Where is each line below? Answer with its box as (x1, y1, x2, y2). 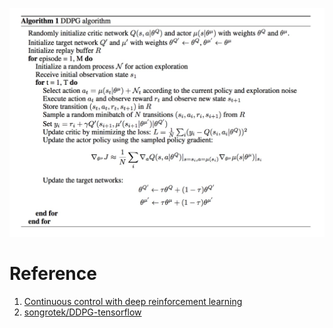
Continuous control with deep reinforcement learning (23, 295, 243, 307)
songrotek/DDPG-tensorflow (23, 306, 142, 318)
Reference (9, 262, 97, 285)
